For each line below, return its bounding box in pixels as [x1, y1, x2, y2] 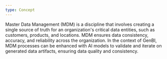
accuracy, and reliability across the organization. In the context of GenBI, [5, 37, 157, 43]
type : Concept [5, 7, 35, 13]
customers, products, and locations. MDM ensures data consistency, [5, 32, 149, 38]
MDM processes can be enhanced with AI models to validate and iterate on [5, 42, 162, 48]
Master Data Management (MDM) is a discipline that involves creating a [5, 21, 154, 27]
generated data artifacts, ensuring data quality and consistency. [5, 48, 139, 54]
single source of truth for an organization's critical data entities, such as [5, 26, 155, 33]
